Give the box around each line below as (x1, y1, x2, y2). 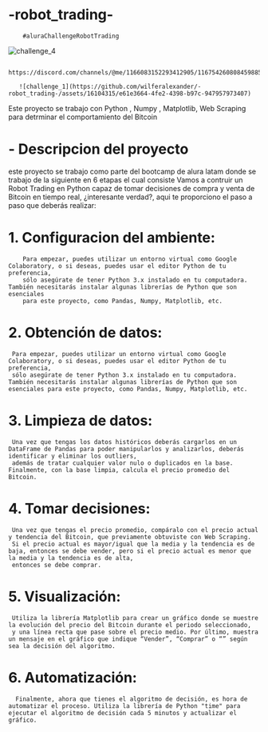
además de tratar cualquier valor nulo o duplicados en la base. (11, 458, 234, 467)
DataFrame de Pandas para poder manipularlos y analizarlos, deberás (8, 445, 245, 453)
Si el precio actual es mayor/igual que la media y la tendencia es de (11, 540, 255, 548)
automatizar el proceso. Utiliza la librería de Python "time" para (8, 702, 241, 710)
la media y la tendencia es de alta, (8, 554, 134, 562)
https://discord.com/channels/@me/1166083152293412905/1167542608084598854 (8, 68, 266, 77)
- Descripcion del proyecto (8, 140, 189, 158)
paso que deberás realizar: (8, 200, 97, 210)
